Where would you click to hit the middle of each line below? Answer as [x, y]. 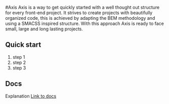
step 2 [19, 62]
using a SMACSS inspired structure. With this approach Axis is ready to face [85, 23]
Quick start [23, 45]
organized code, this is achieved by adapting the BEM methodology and [80, 18]
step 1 [19, 57]
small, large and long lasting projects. [44, 29]
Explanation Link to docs [31, 96]
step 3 [19, 67]
